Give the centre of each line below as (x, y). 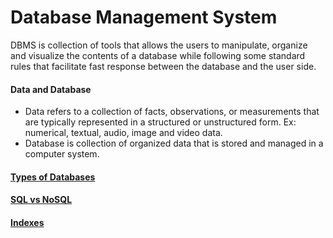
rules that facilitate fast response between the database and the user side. (163, 66)
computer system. (62, 154)
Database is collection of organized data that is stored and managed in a (174, 143)
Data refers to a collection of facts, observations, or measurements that (172, 112)
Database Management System (144, 17)
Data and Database (51, 89)
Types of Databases (53, 177)
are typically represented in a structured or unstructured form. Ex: (160, 122)
